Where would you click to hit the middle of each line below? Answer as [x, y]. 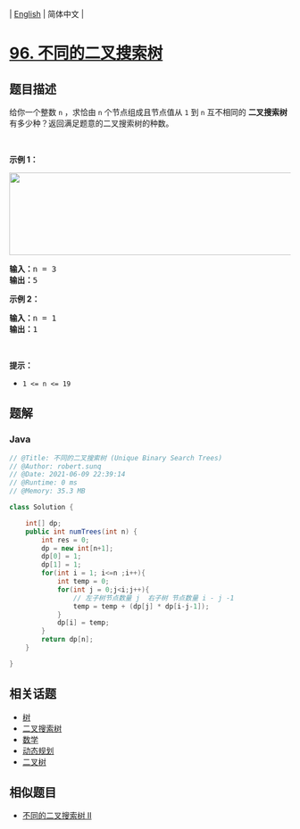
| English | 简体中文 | [47, 14]
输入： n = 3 [33, 269]
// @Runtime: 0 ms [43, 483]
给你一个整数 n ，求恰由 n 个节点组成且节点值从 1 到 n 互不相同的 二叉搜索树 [149, 112]
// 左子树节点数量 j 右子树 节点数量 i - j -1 [154, 598]
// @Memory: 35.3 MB [48, 491]
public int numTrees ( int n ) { [82, 531]
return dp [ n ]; [67, 640]
